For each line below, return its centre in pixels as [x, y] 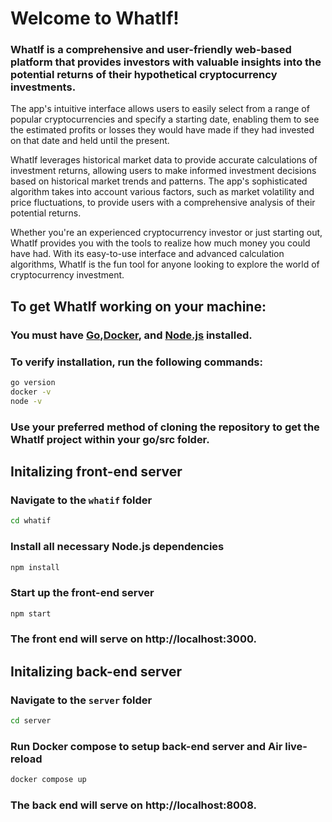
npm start [31, 613]
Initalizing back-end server [96, 671]
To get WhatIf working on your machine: [138, 306]
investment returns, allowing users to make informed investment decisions [163, 171]
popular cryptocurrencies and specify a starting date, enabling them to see [165, 119]
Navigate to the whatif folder [81, 500]
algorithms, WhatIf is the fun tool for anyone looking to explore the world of [165, 264]
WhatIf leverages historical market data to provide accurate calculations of [164, 160]
